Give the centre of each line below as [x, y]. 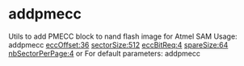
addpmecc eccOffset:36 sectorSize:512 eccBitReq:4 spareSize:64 [118, 44]
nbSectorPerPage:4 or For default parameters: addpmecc [104, 53]
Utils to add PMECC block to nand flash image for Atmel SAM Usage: [123, 36]
